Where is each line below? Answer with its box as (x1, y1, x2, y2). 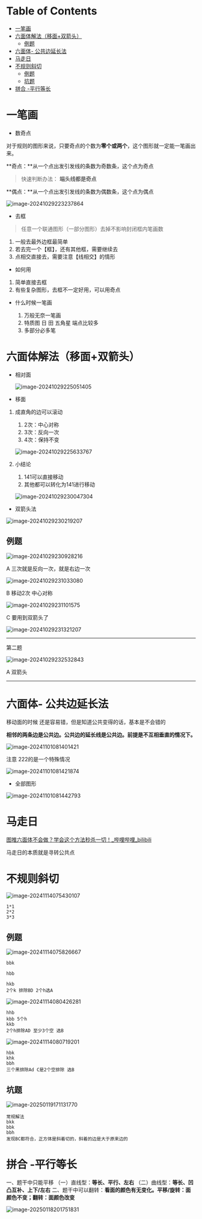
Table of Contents (6, 4, 97, 18)
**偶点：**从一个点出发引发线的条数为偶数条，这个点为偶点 (6, 188, 155, 195)
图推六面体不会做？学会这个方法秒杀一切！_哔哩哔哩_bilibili (6, 836, 152, 843)
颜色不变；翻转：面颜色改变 (6, 1194, 75, 1201)
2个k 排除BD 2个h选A (6, 987, 53, 993)
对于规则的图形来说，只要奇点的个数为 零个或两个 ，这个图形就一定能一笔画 (6, 142, 191, 149)
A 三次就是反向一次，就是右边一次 (6, 565, 91, 572)
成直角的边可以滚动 (14, 408, 63, 416)
